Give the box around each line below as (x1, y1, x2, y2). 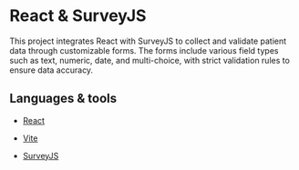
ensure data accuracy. (9, 65, 94, 75)
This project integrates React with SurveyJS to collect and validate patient (9, 35, 287, 46)
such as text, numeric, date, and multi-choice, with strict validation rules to (9, 55, 290, 65)
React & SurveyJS (9, 5, 147, 26)
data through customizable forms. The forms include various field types (9, 45, 279, 55)
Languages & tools (9, 91, 117, 106)
